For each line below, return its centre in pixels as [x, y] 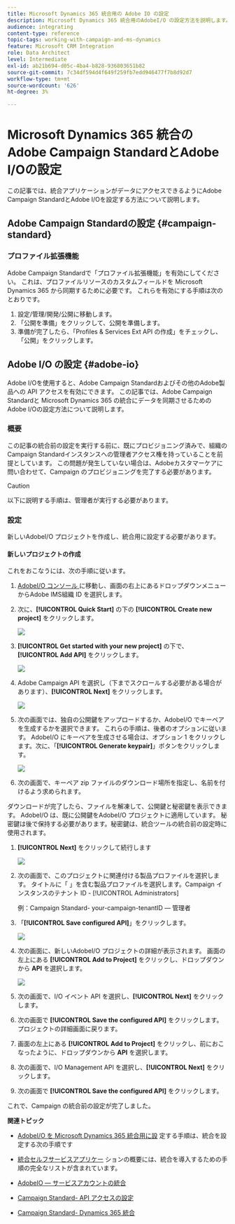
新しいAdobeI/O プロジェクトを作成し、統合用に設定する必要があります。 [114, 537]
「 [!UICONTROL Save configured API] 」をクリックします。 [104, 923]
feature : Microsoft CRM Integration [60, 46]
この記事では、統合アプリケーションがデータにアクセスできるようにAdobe [115, 191]
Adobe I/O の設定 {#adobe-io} [73, 365]
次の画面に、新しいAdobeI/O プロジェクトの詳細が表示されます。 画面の [121, 951]
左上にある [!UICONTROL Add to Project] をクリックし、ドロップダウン [121, 960]
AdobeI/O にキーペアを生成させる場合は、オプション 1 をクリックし [128, 737]
